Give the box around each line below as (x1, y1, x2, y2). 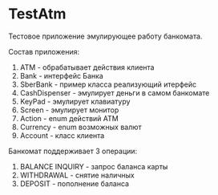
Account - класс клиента (19, 130, 105, 140)
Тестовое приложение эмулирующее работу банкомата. (8, 31, 203, 41)
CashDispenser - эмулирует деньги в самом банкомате (19, 87, 210, 97)
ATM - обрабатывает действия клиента (19, 62, 155, 72)
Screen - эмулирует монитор (19, 105, 119, 115)
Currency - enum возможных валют (19, 122, 142, 132)
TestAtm (8, 5, 67, 23)
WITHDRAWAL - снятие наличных (19, 170, 135, 180)
